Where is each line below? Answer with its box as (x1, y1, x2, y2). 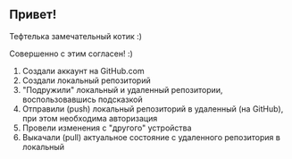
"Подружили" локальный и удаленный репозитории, (21, 84, 223, 95)
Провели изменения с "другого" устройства (21, 122, 192, 133)
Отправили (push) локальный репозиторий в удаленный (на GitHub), (21, 103, 284, 114)
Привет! (9, 7, 57, 22)
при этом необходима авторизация (21, 113, 158, 123)
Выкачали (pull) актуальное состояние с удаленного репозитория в (21, 131, 281, 142)
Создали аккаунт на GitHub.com (21, 65, 145, 76)
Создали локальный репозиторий (21, 75, 151, 86)
